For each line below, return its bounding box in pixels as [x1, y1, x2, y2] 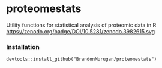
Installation [6, 42, 40, 51]
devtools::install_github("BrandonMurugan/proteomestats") [6, 56, 157, 63]
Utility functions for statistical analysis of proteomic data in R [6, 21, 157, 29]
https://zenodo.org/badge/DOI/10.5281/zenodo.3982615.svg [6, 27, 155, 35]
